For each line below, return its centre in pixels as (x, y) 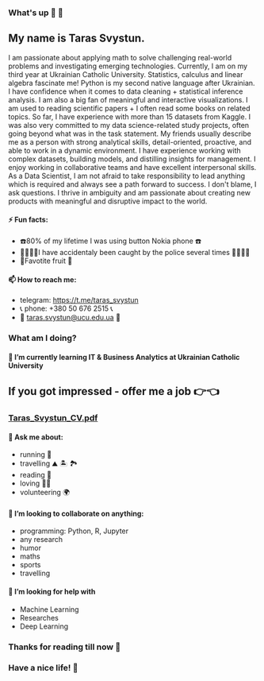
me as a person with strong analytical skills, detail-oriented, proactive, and (130, 141)
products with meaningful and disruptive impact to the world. (108, 201)
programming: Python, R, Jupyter (74, 531)
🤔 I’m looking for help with (52, 591)
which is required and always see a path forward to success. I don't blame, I (132, 184)
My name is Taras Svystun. (77, 39)
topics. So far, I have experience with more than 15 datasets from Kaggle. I (130, 116)
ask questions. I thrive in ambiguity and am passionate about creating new (130, 192)
